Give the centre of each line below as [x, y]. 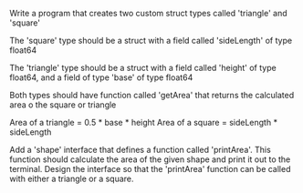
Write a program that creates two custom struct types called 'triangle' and [148, 13]
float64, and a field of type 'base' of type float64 [101, 77]
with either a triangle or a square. [72, 178]
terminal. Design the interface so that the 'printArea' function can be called [150, 169]
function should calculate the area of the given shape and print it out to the [150, 159]
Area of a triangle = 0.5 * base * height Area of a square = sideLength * [144, 122]
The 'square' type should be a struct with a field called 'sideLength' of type [151, 41]
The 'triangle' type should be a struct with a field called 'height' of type [143, 68]
